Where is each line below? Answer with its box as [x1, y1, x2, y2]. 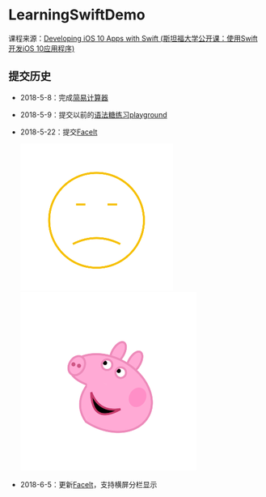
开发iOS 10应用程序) [8, 43, 75, 53]
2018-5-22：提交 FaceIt [19, 127, 98, 137]
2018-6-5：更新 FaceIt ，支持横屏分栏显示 [19, 479, 158, 489]
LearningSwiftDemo [8, 6, 146, 24]
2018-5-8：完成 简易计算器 [19, 92, 109, 102]
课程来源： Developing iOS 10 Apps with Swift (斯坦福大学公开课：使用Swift [8, 33, 258, 43]
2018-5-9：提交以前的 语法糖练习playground [19, 109, 167, 119]
